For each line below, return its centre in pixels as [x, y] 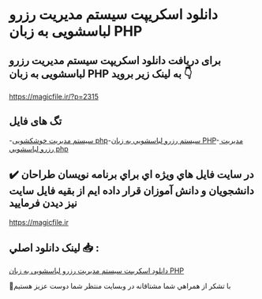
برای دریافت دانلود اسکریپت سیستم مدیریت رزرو [115, 60]
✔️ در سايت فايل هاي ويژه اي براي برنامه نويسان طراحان [132, 175]
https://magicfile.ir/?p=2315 [54, 97]
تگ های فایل [36, 121]
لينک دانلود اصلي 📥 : [54, 248]
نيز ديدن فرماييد [43, 203]
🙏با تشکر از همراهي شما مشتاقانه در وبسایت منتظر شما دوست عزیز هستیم [120, 286]
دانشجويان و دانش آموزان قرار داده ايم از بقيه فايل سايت [132, 191]
